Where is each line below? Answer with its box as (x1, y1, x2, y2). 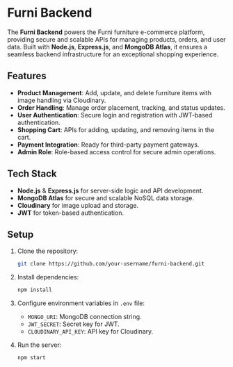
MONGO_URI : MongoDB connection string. (27, 313, 142, 321)
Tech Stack (7, 168, 57, 180)
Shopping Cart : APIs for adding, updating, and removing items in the (17, 125, 215, 133)
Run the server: (17, 341, 62, 349)
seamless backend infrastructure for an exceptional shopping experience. (7, 50, 219, 58)
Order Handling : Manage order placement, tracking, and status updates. (17, 103, 225, 112)
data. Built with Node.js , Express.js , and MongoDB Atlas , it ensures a (7, 42, 207, 51)
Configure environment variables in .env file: (17, 299, 145, 307)
